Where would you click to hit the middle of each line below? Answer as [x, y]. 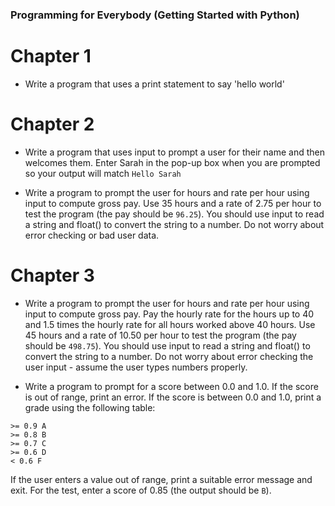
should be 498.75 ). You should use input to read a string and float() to [167, 345]
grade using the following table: [90, 407]
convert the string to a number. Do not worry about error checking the [169, 356]
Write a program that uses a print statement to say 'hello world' [154, 84]
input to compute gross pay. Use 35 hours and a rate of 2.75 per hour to [173, 203]
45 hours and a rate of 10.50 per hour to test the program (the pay [160, 335]
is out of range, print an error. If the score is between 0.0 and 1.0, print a [173, 397]
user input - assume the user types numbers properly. [136, 367]
